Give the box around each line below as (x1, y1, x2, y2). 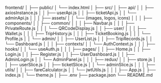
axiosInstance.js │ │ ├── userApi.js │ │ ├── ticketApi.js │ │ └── (5, 10, 137, 16)
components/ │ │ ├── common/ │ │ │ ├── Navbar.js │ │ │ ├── (5, 20, 135, 26)
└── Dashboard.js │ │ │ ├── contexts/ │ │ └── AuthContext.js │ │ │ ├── (5, 41, 156, 46)
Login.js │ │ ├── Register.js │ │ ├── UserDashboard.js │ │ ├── (5, 51, 135, 57)
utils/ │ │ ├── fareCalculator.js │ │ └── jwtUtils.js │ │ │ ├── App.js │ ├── (5, 67, 156, 73)
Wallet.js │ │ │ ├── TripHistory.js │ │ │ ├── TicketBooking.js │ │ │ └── (5, 31, 151, 36)
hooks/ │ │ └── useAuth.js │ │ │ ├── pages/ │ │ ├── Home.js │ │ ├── (5, 46, 151, 52)
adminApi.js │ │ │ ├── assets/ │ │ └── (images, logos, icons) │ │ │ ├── (5, 15, 153, 21)
